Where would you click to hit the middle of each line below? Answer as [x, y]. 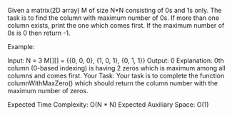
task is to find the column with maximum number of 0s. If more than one [114, 18]
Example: [21, 47]
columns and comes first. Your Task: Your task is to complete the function [116, 75]
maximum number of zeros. [48, 91]
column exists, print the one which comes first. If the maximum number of [116, 25]
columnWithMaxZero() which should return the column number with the [112, 83]
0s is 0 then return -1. [39, 33]
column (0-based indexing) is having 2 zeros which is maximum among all [117, 68]
